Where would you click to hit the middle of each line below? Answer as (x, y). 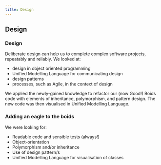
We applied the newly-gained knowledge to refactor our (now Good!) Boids (80, 94)
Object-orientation (31, 142)
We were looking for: (26, 127)
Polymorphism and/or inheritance (46, 147)
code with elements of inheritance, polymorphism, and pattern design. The (80, 99)
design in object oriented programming (51, 68)
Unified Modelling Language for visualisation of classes (68, 157)
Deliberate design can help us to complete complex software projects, (76, 54)
